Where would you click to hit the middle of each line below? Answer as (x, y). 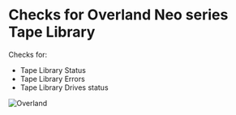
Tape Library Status (53, 70)
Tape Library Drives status (64, 87)
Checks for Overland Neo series (118, 15)
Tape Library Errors (52, 79)
